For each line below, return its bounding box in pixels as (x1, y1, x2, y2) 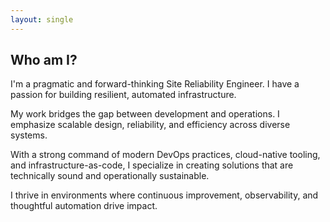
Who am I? (10, 52, 78, 69)
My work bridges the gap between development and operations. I (10, 108, 280, 120)
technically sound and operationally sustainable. (10, 170, 210, 182)
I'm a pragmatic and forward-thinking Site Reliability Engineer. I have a (10, 78, 300, 90)
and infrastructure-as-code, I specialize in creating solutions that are (10, 159, 294, 171)
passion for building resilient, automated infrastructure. (10, 89, 237, 101)
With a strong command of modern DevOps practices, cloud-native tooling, (10, 149, 321, 161)
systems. (10, 129, 48, 141)
